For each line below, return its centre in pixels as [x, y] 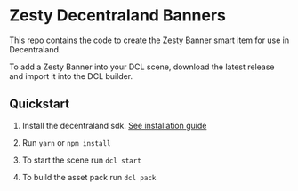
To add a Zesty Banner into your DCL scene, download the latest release [142, 67]
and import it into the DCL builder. [71, 76]
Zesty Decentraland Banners [118, 16]
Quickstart [40, 104]
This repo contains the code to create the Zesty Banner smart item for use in [149, 40]
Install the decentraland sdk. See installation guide [114, 125]
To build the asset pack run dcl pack [89, 177]
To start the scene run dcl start [82, 160]
